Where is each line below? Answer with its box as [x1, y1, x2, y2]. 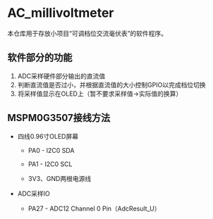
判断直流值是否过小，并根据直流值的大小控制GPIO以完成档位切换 [17, 80, 206, 89]
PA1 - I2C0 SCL [28, 160, 73, 168]
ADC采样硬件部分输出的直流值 [17, 72, 106, 80]
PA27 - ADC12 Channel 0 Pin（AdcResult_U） [28, 204, 161, 213]
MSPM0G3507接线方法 [7, 112, 111, 124]
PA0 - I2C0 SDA [28, 146, 75, 154]
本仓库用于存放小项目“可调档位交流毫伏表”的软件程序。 [7, 29, 168, 37]
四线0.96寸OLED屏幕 [17, 132, 79, 140]
